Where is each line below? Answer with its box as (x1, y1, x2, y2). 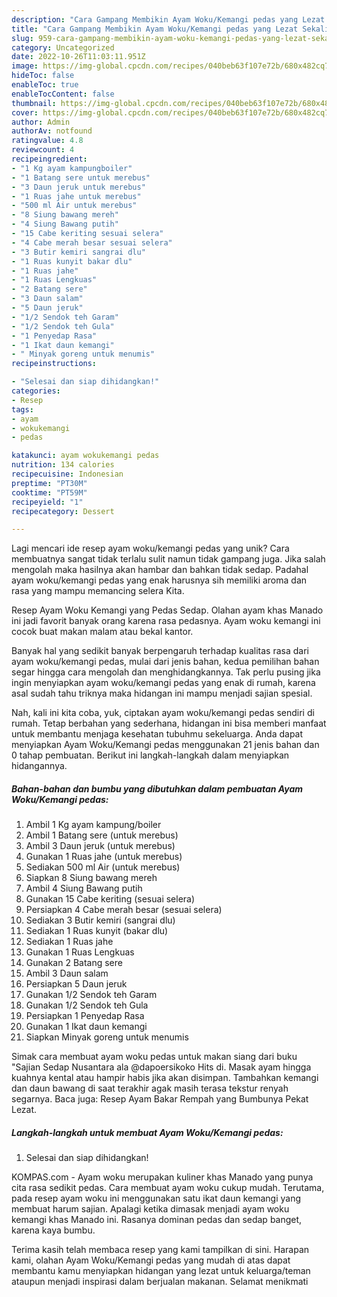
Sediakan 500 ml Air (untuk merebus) (25, 861, 181, 873)
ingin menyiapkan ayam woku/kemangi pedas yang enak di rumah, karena (11, 677, 316, 689)
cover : (11, 107, 39, 118)
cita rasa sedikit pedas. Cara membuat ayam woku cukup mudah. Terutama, (11, 1182, 325, 1194)
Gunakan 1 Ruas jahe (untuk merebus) (25, 851, 183, 863)
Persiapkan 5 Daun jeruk (25, 978, 128, 990)
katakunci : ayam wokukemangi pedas (11, 451, 160, 461)
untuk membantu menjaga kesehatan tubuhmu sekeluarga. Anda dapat (11, 728, 304, 740)
